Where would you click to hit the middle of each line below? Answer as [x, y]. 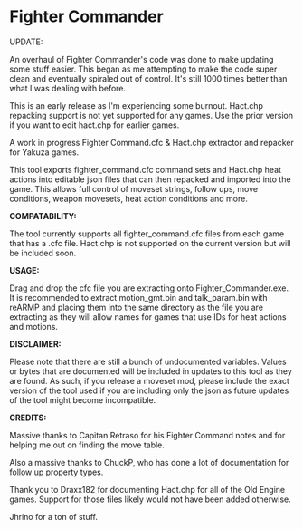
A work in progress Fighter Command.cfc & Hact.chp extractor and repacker [151, 142]
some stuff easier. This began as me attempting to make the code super [143, 69]
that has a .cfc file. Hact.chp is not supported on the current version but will [150, 243]
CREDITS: [28, 418]
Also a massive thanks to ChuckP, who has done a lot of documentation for [149, 462]
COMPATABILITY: [43, 216]
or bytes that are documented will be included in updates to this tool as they [151, 371]
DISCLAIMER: [35, 344]
